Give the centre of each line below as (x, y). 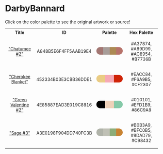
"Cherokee (20, 77)
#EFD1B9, (141, 105)
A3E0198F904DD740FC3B (64, 133)
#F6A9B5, (141, 79)
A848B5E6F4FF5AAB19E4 (64, 51)
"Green (20, 100)
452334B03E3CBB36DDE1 (64, 79)
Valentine (20, 105)
